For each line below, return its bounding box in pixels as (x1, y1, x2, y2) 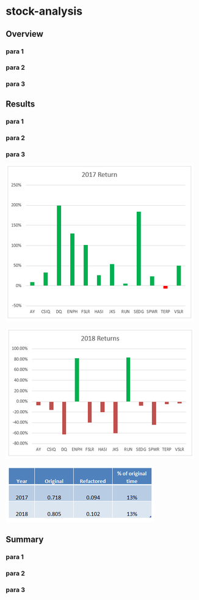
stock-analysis (5, 4, 83, 18)
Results (5, 99, 35, 109)
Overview (5, 29, 44, 39)
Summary (5, 534, 44, 545)
